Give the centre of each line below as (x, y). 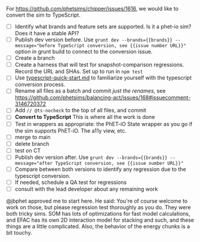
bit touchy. (19, 233)
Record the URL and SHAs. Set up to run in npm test (79, 72)
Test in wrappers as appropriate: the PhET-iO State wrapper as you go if (104, 124)
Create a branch (35, 58)
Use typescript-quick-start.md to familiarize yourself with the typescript (103, 78)
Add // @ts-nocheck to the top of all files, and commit (80, 111)
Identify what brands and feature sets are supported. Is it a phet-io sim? (103, 27)
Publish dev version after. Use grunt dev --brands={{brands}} (91, 157)
